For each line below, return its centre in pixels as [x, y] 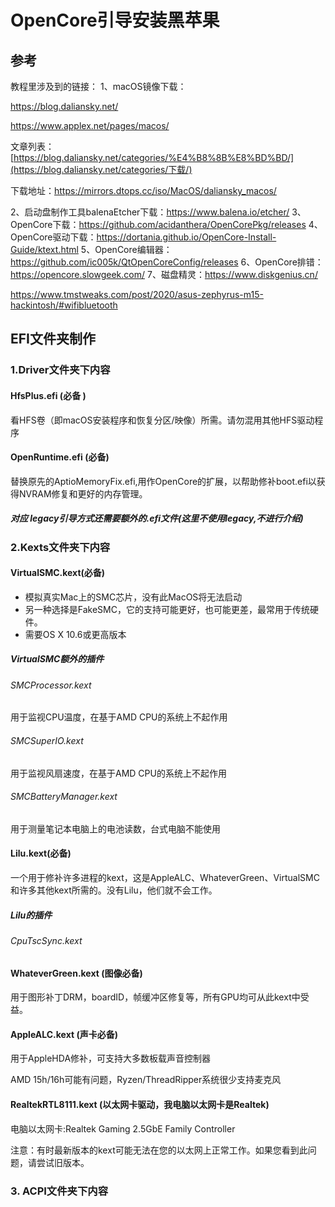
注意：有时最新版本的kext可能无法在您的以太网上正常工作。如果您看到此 [159, 1150]
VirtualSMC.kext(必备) [58, 573]
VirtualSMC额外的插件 [57, 659]
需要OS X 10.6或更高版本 [75, 634]
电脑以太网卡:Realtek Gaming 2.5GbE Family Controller [123, 1128]
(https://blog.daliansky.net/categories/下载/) [101, 169]
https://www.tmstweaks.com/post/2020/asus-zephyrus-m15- [137, 294]
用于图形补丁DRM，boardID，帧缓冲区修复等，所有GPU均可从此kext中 [155, 997]
